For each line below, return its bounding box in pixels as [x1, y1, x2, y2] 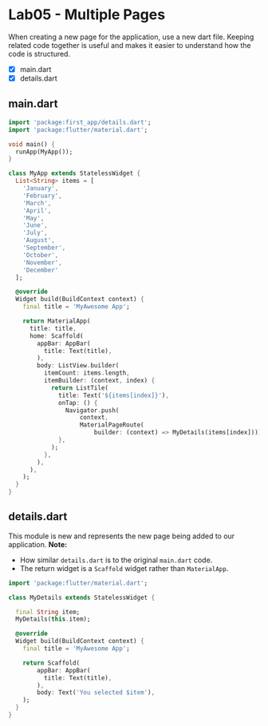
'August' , [22, 236, 56, 244]
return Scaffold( [22, 659, 81, 667]
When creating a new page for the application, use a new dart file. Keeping [8, 32, 254, 42]
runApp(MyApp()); [15, 148, 73, 156]
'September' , [22, 244, 66, 252]
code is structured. [8, 49, 70, 58]
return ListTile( [50, 383, 109, 392]
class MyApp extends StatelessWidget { [8, 169, 141, 177]
